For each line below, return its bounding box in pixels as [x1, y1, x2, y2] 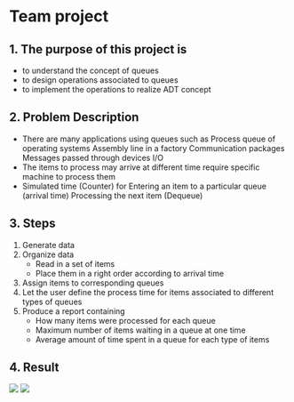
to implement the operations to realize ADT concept [21, 84, 211, 94]
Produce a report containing [21, 305, 126, 317]
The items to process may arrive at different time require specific [21, 162, 260, 173]
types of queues [21, 296, 83, 307]
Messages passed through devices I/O [21, 152, 164, 163]
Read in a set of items [35, 258, 115, 269]
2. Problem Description [9, 109, 139, 125]
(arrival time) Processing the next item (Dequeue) [21, 189, 203, 201]
